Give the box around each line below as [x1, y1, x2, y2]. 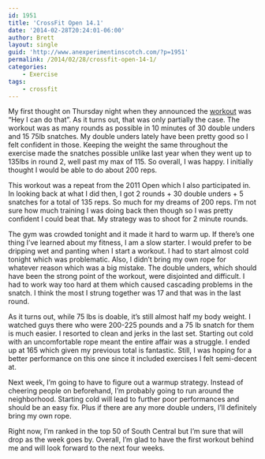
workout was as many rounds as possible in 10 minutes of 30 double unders [8, 123, 256, 133]
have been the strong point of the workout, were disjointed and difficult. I [8, 272, 245, 281]
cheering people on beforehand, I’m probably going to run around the [8, 386, 234, 396]
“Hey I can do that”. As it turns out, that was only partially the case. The [8, 115, 241, 125]
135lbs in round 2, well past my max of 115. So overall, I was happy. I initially [8, 157, 254, 167]
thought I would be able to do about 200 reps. [8, 165, 158, 175]
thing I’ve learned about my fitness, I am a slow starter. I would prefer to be [8, 238, 252, 247]
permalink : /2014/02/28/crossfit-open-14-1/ [8, 56, 157, 64]
